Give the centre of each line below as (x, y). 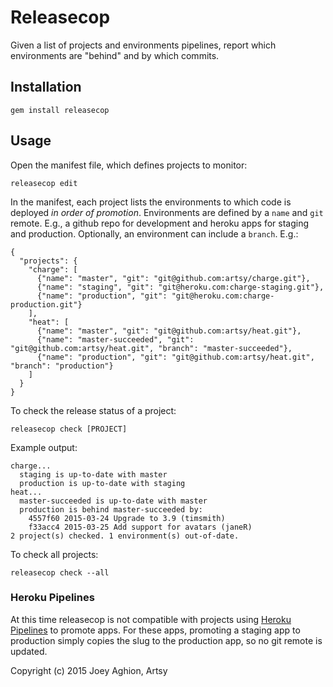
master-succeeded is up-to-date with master (113, 501)
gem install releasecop (60, 110)
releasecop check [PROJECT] (69, 429)
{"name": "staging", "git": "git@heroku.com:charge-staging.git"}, (180, 287)
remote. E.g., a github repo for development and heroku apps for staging (160, 223)
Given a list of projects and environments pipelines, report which (143, 45)
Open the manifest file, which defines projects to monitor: (129, 165)
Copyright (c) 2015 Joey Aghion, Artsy (89, 670)
